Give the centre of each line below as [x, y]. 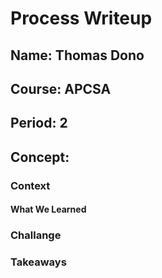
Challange [36, 235]
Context [30, 185]
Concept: [40, 157]
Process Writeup [81, 18]
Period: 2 [39, 123]
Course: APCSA [61, 88]
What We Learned [48, 209]
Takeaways [38, 262]
